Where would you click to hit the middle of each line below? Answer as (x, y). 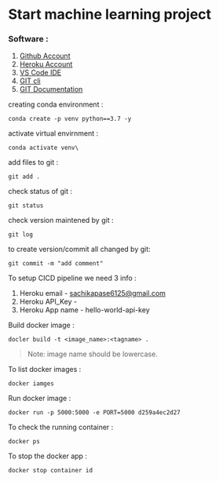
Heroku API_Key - (48, 302)
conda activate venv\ (44, 148)
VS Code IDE (40, 73)
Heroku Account (46, 64)
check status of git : (40, 191)
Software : (28, 39)
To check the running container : (61, 427)
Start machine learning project (110, 15)
